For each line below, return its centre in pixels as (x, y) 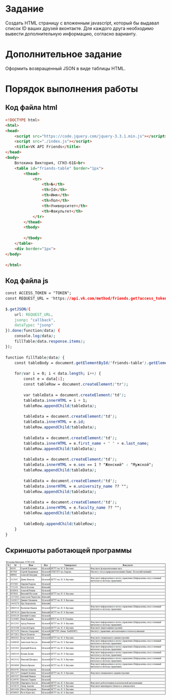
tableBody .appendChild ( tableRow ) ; (60, 524)
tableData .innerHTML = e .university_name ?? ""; (76, 486)
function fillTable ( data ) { (35, 357)
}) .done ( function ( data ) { (33, 331)
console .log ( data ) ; (35, 336)
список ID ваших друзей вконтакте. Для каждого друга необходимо (79, 28)
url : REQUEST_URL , (34, 314)
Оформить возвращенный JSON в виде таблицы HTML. (65, 68)
